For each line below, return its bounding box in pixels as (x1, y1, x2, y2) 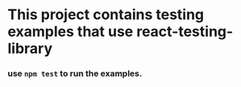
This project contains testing (7, 6, 205, 24)
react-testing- (135, 22, 234, 41)
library (7, 40, 53, 57)
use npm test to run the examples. (7, 68, 143, 79)
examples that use (7, 22, 134, 41)
